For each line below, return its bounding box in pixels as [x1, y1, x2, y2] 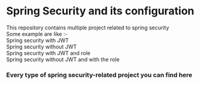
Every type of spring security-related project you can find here [6, 71, 193, 79]
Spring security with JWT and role [6, 49, 91, 56]
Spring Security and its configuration [6, 4, 195, 18]
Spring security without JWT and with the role [6, 56, 120, 63]
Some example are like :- [6, 30, 68, 37]
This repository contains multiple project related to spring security [6, 24, 169, 31]
